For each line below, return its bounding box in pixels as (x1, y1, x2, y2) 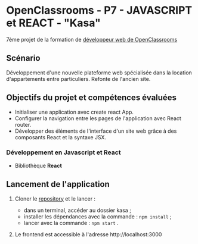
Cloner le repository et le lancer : (14, 195, 96, 202)
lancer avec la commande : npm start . (23, 219, 119, 226)
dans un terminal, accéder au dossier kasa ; (23, 207, 131, 214)
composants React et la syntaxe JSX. (14, 133, 106, 140)
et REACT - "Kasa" (6, 16, 101, 30)
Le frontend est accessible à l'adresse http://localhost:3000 (14, 230, 162, 238)
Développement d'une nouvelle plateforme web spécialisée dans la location (6, 69, 192, 76)
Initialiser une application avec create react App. (14, 108, 134, 115)
